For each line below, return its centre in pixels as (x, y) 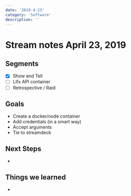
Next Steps (23, 149)
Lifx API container (31, 82)
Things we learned (36, 177)
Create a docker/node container (46, 116)
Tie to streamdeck (32, 133)
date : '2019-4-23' (25, 10)
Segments (22, 64)
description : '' (23, 19)
